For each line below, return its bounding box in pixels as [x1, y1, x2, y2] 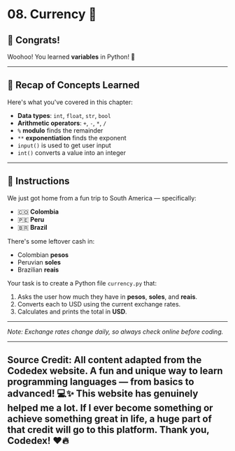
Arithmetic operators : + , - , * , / [17, 119, 107, 127]
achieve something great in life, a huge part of [7, 413, 212, 425]
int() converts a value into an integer [17, 148, 127, 156]
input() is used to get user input [17, 141, 112, 149]
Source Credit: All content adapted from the [7, 354, 202, 366]
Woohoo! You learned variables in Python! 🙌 [7, 52, 136, 61]
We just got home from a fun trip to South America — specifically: [7, 193, 197, 202]
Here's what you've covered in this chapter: [7, 98, 133, 106]
